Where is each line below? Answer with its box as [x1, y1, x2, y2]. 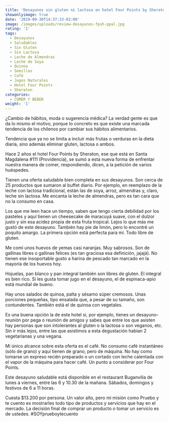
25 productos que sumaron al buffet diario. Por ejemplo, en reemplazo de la [5, 182, 162, 189]
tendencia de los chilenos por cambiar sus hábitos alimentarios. [5, 126, 137, 132]
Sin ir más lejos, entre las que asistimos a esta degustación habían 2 [5, 328, 147, 334]
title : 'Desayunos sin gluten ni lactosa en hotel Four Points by [5, 7, 147, 13]
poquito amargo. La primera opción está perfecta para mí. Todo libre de [5, 229, 153, 236]
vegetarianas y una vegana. [5, 333, 63, 339]
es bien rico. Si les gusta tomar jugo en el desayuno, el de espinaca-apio [5, 276, 156, 282]
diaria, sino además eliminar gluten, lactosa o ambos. [5, 141, 116, 147]
